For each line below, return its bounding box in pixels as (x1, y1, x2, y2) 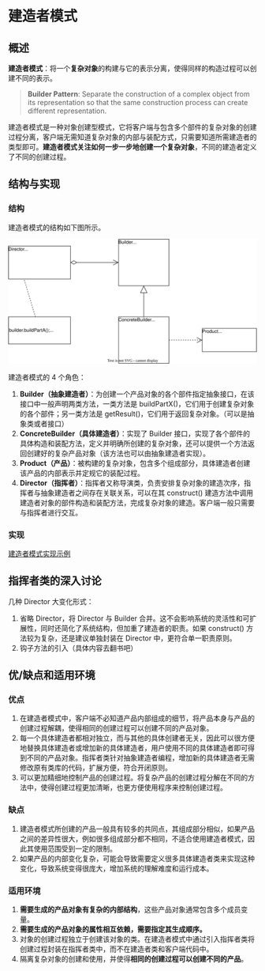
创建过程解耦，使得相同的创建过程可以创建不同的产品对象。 (19, 724, 214, 733)
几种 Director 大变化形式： (8, 596, 94, 606)
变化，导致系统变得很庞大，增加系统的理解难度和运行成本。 (19, 863, 214, 873)
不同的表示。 (14, 74, 57, 83)
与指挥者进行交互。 (19, 508, 83, 517)
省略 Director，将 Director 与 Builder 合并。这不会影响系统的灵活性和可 (19, 614, 250, 623)
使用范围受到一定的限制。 (33, 844, 117, 853)
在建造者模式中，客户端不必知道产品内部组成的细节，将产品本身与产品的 (19, 713, 255, 724)
